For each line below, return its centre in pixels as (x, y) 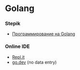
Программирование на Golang (44, 34)
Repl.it (18, 57)
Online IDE (17, 46)
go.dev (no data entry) (34, 62)
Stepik (13, 24)
